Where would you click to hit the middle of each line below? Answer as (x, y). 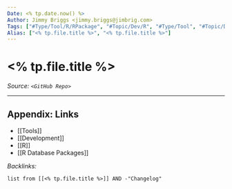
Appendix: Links (43, 114)
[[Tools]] (29, 131)
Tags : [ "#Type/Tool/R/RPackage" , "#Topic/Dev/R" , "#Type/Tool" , (101, 26)
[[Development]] (40, 138)
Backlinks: (22, 166)
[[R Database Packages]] (53, 153)
